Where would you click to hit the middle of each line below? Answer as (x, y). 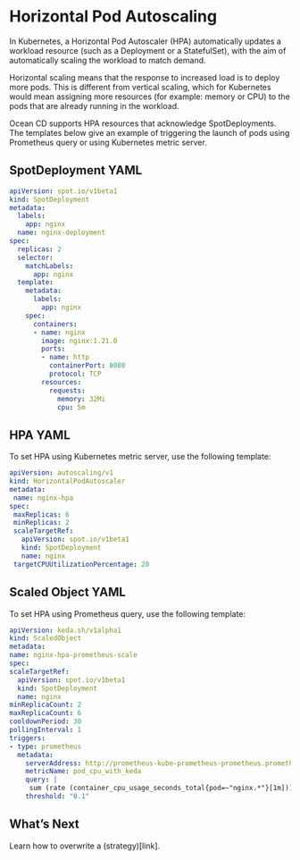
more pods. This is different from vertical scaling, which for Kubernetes (140, 87)
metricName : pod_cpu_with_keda (83, 771)
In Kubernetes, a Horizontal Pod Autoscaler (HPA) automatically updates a (145, 41)
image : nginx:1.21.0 (79, 341)
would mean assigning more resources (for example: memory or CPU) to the (150, 97)
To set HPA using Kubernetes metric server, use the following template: (140, 457)
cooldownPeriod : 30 (46, 721)
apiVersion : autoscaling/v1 (62, 473)
